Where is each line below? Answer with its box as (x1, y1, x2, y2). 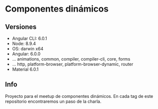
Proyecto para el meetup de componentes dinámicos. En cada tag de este (5, 93, 154, 99)
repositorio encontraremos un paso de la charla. (5, 98, 102, 104)
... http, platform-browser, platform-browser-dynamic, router (12, 62, 134, 67)
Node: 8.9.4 (12, 41, 36, 47)
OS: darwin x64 (12, 46, 44, 51)
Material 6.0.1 (12, 66, 39, 72)
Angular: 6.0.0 (12, 51, 40, 57)
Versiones (5, 23, 37, 31)
